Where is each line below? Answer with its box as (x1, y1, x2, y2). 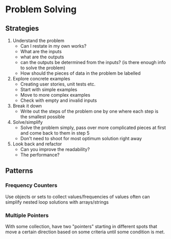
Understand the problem (12, 37, 65, 44)
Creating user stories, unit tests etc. (20, 81, 96, 87)
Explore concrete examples (12, 76, 70, 81)
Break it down (12, 103, 42, 108)
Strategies (5, 24, 39, 33)
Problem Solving (5, 4, 77, 15)
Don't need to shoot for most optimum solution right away (20, 136, 142, 141)
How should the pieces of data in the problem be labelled (20, 70, 141, 76)
